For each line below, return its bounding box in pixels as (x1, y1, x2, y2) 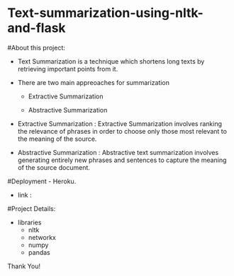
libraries (17, 218, 42, 226)
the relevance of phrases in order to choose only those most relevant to (17, 127, 227, 135)
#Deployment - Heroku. (7, 177, 77, 185)
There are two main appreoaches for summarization (17, 78, 170, 86)
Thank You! (7, 262, 41, 270)
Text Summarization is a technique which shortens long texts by (17, 57, 205, 65)
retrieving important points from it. (17, 64, 118, 73)
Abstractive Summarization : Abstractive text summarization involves (17, 148, 219, 156)
